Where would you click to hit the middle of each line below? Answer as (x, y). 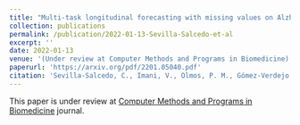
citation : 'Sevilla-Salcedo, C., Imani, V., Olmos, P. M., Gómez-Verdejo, (151, 76)
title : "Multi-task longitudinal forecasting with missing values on (142, 17)
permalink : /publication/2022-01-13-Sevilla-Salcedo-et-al (121, 34)
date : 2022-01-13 (42, 51)
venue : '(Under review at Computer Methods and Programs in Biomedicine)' (151, 59)
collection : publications (57, 26)
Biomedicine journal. (47, 110)
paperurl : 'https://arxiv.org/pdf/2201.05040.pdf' (105, 68)
